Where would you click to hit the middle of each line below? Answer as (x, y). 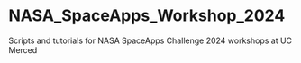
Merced (23, 49)
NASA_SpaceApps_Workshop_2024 (147, 16)
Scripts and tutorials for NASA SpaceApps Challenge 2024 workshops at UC (150, 40)
